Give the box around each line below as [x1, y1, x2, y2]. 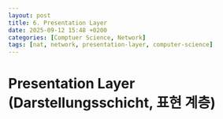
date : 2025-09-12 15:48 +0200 [8, 26, 108, 34]
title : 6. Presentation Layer [8, 19, 108, 27]
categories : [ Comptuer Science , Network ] [8, 33, 147, 42]
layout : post [8, 11, 51, 20]
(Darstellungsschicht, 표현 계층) [8, 94, 216, 112]
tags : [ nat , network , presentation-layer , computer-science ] [8, 41, 214, 49]
